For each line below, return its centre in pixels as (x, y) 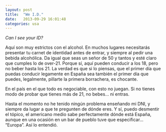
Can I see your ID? (24, 38)
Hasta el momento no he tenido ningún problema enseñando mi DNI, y (78, 104)
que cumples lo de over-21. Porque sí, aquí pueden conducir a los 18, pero (82, 63)
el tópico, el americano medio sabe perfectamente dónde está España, (78, 115)
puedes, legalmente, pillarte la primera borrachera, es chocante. (71, 79)
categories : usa (22, 24)
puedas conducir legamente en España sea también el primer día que (77, 74)
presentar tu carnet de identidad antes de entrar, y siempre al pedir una (79, 53)
